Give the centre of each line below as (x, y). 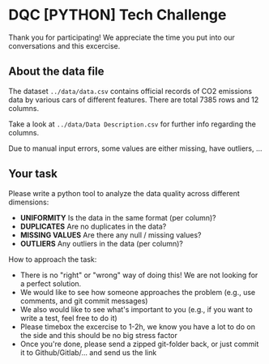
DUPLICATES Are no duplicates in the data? (93, 226)
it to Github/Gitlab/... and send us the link (88, 352)
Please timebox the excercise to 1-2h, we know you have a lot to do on (137, 327)
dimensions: (29, 202)
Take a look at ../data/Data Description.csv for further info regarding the (132, 124)
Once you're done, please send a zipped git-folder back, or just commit (139, 344)
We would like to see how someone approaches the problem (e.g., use (138, 292)
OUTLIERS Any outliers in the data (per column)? (102, 243)
